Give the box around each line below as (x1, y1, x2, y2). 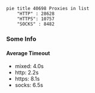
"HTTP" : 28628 (17, 11, 55, 17)
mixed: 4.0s (14, 63, 44, 70)
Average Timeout (6, 49, 50, 56)
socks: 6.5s (14, 82, 44, 89)
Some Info (6, 34, 37, 43)
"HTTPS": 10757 (17, 16, 55, 22)
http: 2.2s (14, 69, 39, 76)
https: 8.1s (14, 75, 40, 82)
